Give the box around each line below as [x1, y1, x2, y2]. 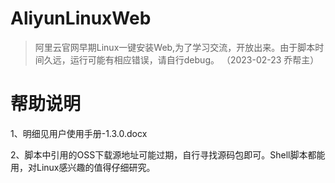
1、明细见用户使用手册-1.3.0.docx [10, 127, 148, 139]
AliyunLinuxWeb [10, 7, 152, 30]
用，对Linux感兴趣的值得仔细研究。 [10, 161, 156, 173]
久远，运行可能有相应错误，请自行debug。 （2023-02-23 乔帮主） [43, 53, 320, 66]
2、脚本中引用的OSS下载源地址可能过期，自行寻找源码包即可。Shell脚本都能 [10, 148, 326, 161]
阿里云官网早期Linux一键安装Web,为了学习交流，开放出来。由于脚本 [34, 41, 316, 53]
